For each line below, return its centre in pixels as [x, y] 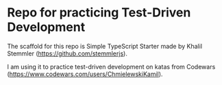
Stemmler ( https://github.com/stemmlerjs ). [67, 53]
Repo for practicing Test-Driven [99, 13]
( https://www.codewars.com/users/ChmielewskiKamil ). [85, 74]
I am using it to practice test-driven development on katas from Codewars [111, 66]
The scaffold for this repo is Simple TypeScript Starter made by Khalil [105, 46]
